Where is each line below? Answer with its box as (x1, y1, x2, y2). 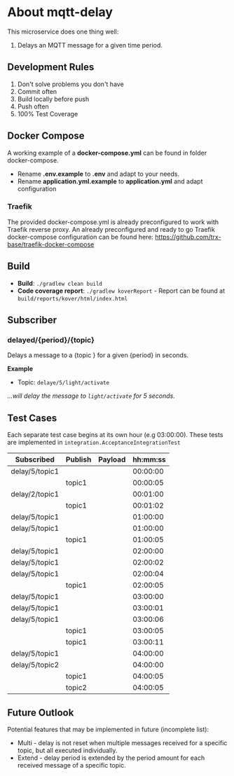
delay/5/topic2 (11, 660, 60, 670)
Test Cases (7, 412, 57, 424)
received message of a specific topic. (17, 761, 126, 769)
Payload (97, 455, 126, 464)
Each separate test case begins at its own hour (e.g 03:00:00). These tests (7, 431, 223, 439)
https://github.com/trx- (155, 233, 222, 241)
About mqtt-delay (7, 4, 113, 20)
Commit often (17, 87, 57, 95)
